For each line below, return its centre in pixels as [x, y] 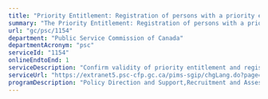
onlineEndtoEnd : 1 [39, 61]
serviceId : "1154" [39, 53]
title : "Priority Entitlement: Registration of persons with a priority [132, 16]
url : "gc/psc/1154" [41, 30]
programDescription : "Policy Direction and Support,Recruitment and [124, 82]
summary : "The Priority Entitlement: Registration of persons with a [126, 23]
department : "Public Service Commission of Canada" [96, 38]
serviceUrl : [28, 75]
